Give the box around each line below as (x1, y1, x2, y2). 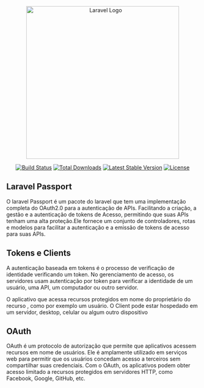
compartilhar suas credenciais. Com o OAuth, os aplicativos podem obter (6, 362, 191, 369)
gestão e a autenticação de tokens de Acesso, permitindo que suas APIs (6, 211, 189, 218)
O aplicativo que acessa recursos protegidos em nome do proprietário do (6, 295, 191, 302)
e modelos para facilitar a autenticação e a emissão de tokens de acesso (6, 224, 190, 231)
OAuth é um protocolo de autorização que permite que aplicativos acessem (6, 342, 197, 350)
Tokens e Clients (6, 248, 71, 258)
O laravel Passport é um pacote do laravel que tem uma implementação (6, 197, 186, 205)
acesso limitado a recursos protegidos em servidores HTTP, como (6, 368, 173, 376)
